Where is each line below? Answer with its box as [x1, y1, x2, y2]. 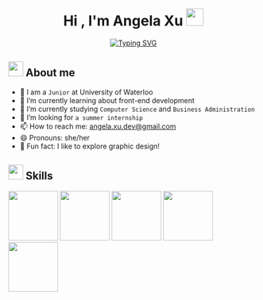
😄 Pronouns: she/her [19, 133, 90, 142]
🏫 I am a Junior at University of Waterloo [19, 87, 153, 97]
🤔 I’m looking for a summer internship [19, 112, 143, 122]
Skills [25, 169, 53, 183]
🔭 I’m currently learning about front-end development [19, 95, 195, 105]
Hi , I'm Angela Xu [63, 12, 184, 30]
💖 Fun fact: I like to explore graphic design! [19, 141, 161, 151]
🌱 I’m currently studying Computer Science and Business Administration [19, 104, 256, 113]
